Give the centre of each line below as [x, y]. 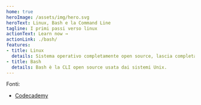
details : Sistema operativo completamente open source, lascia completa [104, 56]
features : [19, 45]
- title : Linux [25, 51]
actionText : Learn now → [37, 34]
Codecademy [31, 95]
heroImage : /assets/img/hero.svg [48, 17]
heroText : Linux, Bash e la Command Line [59, 23]
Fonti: [13, 84]
